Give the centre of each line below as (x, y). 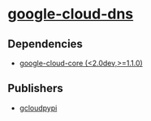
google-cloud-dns (71, 14)
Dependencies (45, 44)
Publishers (35, 88)
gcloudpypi (38, 108)
